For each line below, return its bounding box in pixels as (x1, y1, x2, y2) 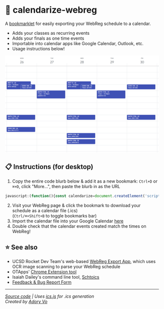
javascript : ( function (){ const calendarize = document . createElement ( (5, 193, 145, 198)
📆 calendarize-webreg (5, 4, 97, 16)
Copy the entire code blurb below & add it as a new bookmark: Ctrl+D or (12, 178, 158, 184)
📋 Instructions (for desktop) (5, 163, 94, 171)
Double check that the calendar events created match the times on (12, 223, 146, 229)
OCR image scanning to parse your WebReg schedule (12, 264, 121, 270)
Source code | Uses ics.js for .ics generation (5, 293, 94, 299)
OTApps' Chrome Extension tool (12, 269, 77, 275)
